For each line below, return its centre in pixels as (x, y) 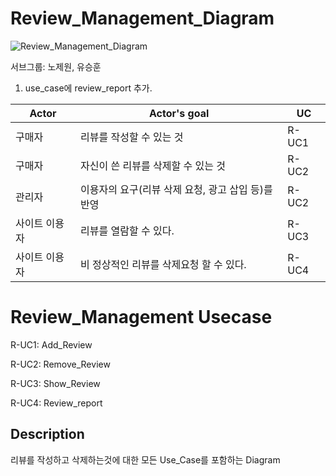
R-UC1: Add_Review (51, 344)
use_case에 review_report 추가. (88, 88)
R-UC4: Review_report (56, 403)
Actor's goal (179, 113)
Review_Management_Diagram (142, 18)
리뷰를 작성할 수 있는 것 (132, 137)
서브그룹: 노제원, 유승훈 (56, 66)
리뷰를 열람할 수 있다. (127, 230)
